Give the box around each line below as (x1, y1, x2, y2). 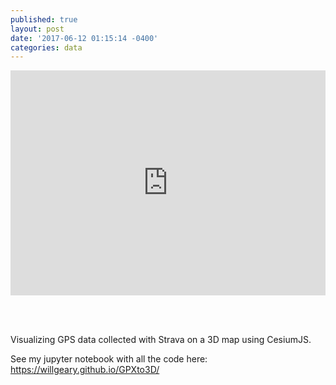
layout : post (10, 24, 65, 34)
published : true (10, 14, 78, 25)
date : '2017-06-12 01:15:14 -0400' (10, 33, 159, 43)
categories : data (10, 42, 83, 53)
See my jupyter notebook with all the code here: (10, 353, 208, 365)
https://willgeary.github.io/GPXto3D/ (10, 364, 160, 376)
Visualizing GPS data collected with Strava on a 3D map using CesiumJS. (10, 334, 312, 346)
